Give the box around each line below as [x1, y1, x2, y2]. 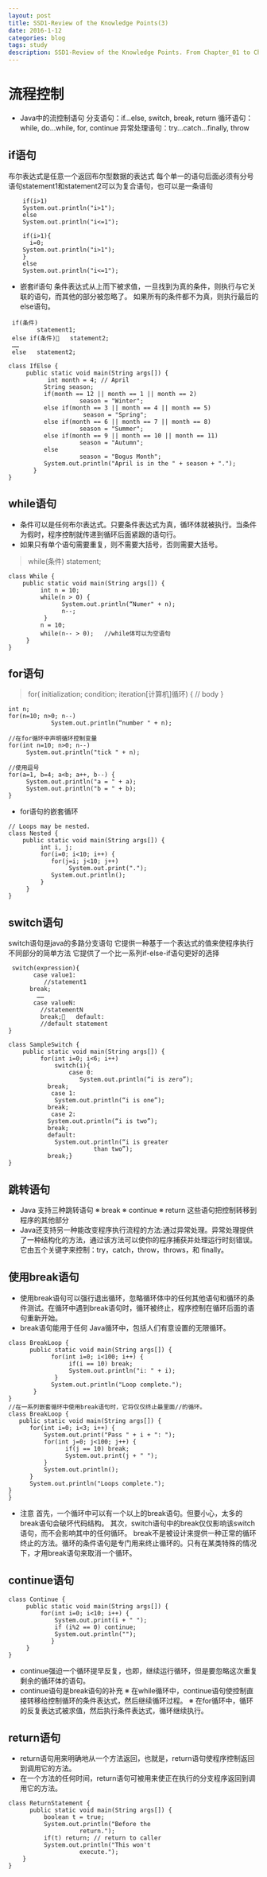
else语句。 [19, 301, 55, 311]
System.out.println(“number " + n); [50, 719, 172, 728]
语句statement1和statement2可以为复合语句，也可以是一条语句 [8, 181, 213, 191]
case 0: [68, 1069, 94, 1077]
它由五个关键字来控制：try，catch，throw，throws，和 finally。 [19, 1246, 229, 1254]
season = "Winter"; [79, 397, 145, 405]
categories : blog [8, 33, 66, 42]
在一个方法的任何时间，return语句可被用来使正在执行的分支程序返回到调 [19, 1774, 256, 1783]
